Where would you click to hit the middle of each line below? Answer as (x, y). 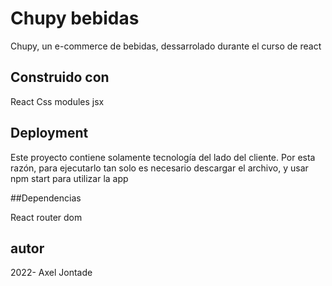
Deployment (49, 133)
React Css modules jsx (57, 101)
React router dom (46, 217)
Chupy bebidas (75, 18)
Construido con (60, 77)
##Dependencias (46, 198)
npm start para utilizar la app (69, 178)
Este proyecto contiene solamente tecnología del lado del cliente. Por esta (163, 157)
